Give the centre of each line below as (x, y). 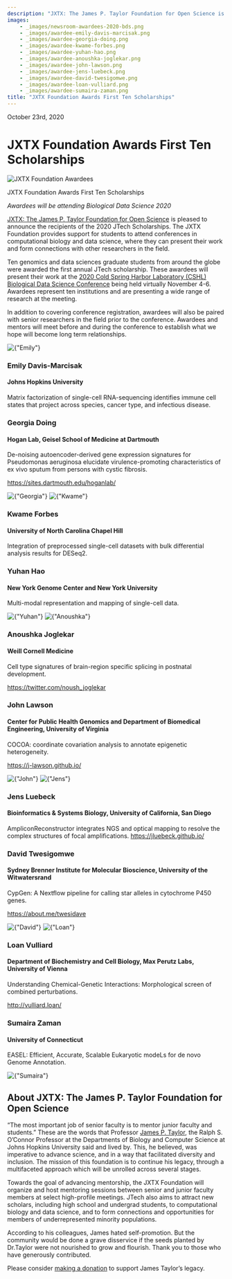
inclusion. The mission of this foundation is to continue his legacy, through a (116, 1162)
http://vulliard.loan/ (35, 1005)
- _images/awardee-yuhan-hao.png (68, 53)
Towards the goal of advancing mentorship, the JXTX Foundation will (106, 1182)
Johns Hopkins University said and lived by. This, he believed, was (102, 1147)
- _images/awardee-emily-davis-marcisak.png (85, 33)
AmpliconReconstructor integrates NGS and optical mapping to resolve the (114, 828)
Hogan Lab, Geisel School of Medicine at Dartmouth (83, 439)
